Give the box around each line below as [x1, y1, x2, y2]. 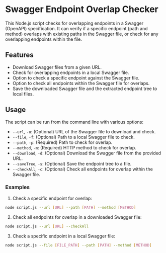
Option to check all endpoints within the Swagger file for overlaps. [12, 80, 150, 86]
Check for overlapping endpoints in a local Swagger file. [12, 69, 129, 75]
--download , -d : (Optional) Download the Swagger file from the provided [12, 150, 161, 156]
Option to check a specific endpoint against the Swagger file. [12, 74, 140, 81]
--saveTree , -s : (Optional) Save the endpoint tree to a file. [12, 160, 132, 166]
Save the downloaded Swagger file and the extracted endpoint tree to [12, 86, 157, 92]
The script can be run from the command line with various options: [5, 119, 143, 125]
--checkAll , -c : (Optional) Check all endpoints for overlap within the [12, 166, 153, 172]
